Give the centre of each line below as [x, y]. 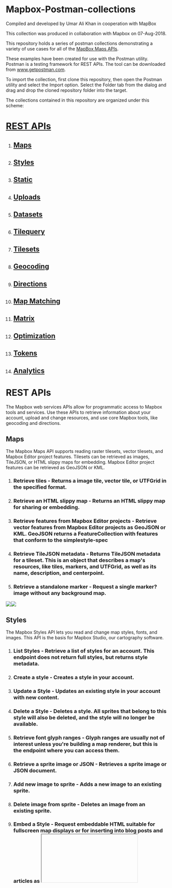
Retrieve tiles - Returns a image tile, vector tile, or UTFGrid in [90, 481]
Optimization [34, 336]
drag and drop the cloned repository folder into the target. [67, 90]
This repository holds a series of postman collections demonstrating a [79, 43]
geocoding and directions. [33, 423]
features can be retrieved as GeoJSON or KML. [55, 468]
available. [26, 724]
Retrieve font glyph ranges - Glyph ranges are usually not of [89, 737]
